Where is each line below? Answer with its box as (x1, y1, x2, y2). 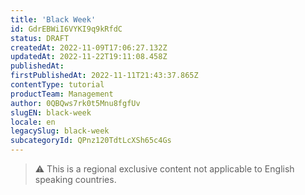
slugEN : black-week (10, 107, 92, 118)
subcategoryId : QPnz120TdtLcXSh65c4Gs (10, 136, 172, 146)
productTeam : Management (10, 89, 114, 99)
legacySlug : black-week (10, 126, 110, 136)
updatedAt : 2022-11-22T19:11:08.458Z (10, 52, 168, 62)
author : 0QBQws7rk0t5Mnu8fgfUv (10, 98, 141, 108)
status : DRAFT (10, 33, 70, 43)
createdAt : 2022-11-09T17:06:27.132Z (10, 42, 168, 53)
